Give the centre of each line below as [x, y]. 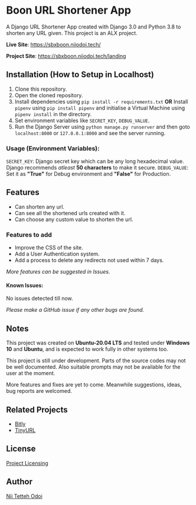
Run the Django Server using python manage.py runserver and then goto [102, 127]
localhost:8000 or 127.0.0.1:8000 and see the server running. [90, 133]
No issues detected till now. [40, 298]
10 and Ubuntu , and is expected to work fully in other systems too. [87, 349]
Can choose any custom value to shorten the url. [74, 219]
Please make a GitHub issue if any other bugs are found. [75, 310]
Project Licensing [27, 463]
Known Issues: [25, 285]
